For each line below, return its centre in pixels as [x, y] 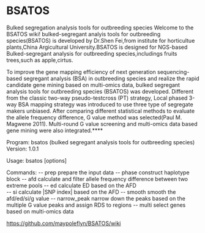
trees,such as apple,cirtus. [40, 60]
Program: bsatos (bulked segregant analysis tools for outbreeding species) [101, 142]
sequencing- [173, 72]
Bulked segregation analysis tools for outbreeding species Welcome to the [100, 28]
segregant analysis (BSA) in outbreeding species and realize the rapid [112, 78]
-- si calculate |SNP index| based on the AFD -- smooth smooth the [91, 192]
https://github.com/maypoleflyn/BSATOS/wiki [64, 223]
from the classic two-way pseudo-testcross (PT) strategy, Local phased [97, 98]
